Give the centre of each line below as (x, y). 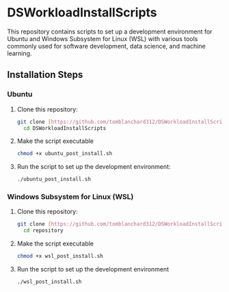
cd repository (43, 230)
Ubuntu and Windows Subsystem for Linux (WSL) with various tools (103, 38)
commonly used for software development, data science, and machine (107, 46)
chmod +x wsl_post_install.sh (60, 256)
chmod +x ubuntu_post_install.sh (65, 154)
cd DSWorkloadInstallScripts (65, 128)
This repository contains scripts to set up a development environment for (110, 31)
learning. (19, 53)
